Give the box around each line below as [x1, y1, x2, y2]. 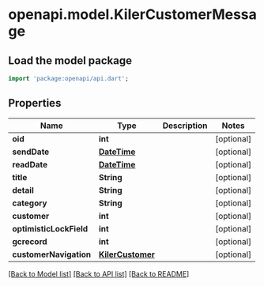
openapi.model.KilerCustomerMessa [8, 6, 257, 24]
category [12, 198, 47, 209]
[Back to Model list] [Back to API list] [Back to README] [8, 269, 190, 278]
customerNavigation [12, 249, 92, 260]
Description [162, 120, 208, 131]
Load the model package [8, 54, 133, 67]
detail [12, 184, 34, 195]
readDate [12, 159, 48, 170]
